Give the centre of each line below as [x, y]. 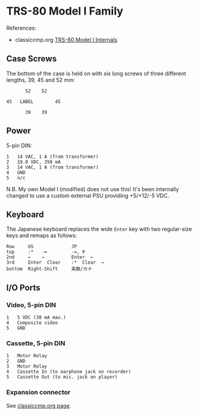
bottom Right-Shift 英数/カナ [49, 269]
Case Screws [31, 59]
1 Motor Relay [27, 356]
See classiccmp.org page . [39, 405]
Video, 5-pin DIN [31, 305]
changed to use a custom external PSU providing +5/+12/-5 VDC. [88, 195]
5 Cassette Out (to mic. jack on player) [62, 377]
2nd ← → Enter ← [50, 257]
